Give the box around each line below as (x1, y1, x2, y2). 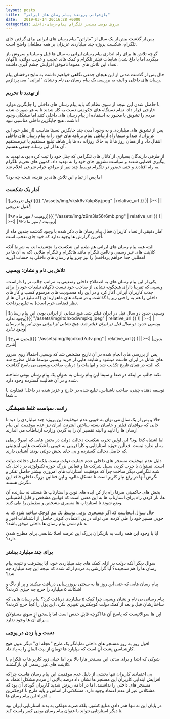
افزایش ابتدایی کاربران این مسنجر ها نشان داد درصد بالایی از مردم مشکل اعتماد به (6, 676, 161, 682)
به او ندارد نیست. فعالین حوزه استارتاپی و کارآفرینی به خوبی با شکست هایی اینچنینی (6, 442, 163, 449)
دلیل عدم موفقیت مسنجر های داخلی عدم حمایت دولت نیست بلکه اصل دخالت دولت (6, 458, 162, 464)
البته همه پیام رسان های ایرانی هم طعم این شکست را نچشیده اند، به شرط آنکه (6, 243, 154, 249)
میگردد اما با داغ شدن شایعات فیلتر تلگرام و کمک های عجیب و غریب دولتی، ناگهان (6, 56, 159, 62)
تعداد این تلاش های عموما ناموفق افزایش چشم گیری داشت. (6, 61, 118, 67)
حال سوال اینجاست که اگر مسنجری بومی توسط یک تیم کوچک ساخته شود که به (6, 509, 154, 516)
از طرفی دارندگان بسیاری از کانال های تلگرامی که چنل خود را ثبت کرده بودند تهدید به (6, 153, 165, 159)
